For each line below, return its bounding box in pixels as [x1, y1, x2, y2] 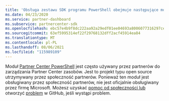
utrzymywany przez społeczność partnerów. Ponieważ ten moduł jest [5, 74, 149, 80]
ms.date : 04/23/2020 [5, 12, 49, 17]
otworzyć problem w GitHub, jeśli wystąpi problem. [5, 90, 111, 96]
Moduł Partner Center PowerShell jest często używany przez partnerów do [5, 63, 160, 69]
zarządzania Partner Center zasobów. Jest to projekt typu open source [5, 68, 152, 74]
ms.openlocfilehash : [5, 26, 49, 31]
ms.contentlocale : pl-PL [5, 40, 57, 45]
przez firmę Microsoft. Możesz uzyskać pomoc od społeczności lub [5, 84, 146, 90]
